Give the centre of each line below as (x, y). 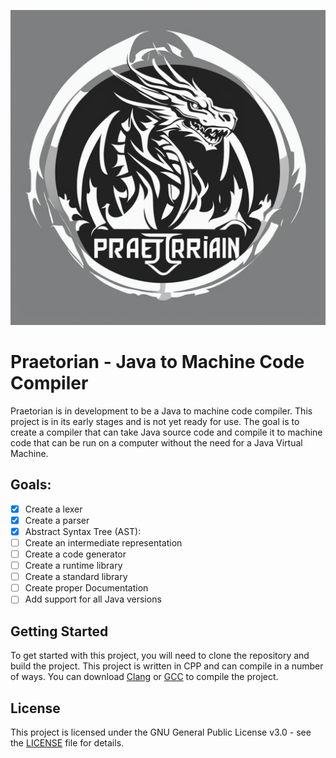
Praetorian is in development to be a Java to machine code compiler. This (161, 411)
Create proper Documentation (86, 588)
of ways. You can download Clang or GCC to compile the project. (144, 677)
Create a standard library (76, 577)
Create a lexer (53, 509)
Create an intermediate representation (103, 542)
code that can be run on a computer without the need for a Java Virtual (156, 442)
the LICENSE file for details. (67, 742)
